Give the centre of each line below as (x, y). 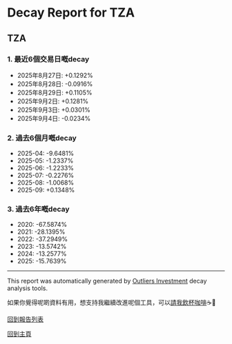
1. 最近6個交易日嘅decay (48, 59)
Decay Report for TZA (71, 13)
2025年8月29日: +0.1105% (55, 92)
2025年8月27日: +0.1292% (55, 75)
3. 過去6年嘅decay (39, 210)
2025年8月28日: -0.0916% (55, 83)
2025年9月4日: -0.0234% (54, 118)
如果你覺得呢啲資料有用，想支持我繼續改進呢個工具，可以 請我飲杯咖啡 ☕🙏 (112, 303)
